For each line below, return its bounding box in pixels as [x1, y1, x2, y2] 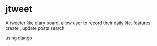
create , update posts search [5, 25, 65, 31]
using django [5, 35, 32, 41]
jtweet [5, 3, 33, 15]
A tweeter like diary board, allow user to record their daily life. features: [5, 20, 152, 26]
